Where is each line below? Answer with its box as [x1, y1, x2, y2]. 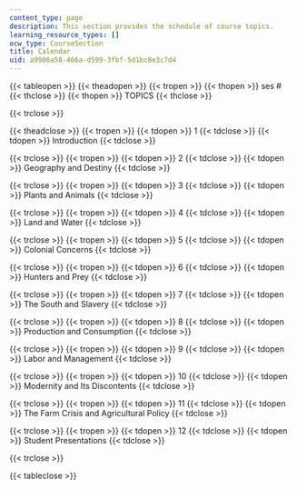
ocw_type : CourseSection [9, 38, 104, 48]
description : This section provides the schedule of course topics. [9, 22, 274, 31]
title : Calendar [9, 47, 71, 56]
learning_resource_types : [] [9, 30, 120, 39]
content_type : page [9, 13, 84, 23]
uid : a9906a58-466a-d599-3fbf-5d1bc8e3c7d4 [9, 55, 177, 65]
